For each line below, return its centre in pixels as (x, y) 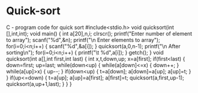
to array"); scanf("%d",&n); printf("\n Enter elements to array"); (83, 40)
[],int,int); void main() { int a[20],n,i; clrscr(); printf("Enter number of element (99, 33)
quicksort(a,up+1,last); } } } (39, 84)
